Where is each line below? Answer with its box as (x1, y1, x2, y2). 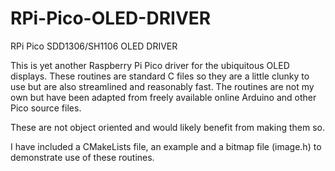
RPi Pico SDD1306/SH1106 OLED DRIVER (10, 40, 178, 52)
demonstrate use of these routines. (10, 151, 155, 163)
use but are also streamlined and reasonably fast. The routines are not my (10, 80, 315, 92)
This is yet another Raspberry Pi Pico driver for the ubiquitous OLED (10, 59, 290, 71)
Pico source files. (10, 102, 82, 114)
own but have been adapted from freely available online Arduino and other (10, 91, 317, 103)
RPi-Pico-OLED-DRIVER (10, 7, 212, 30)
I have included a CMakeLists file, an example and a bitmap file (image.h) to (10, 140, 322, 152)
